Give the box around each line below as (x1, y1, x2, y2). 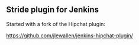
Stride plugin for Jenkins (6, 5, 99, 15)
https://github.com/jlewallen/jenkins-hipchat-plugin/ (6, 32, 133, 39)
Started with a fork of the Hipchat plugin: (6, 20, 105, 27)
